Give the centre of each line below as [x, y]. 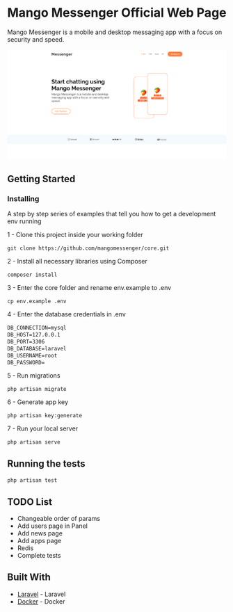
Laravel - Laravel [41, 594]
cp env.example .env [37, 301]
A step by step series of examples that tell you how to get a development [112, 214]
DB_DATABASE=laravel [37, 349]
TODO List [30, 502]
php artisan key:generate [45, 416]
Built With [29, 578]
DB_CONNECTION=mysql [37, 328]
